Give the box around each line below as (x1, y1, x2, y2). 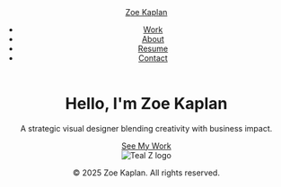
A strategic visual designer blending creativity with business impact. (20, 123, 273, 133)
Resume (137, 43, 169, 54)
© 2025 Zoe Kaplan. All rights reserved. (73, 167, 220, 178)
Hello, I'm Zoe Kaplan (65, 94, 228, 114)
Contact (137, 53, 168, 64)
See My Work (120, 140, 172, 151)
